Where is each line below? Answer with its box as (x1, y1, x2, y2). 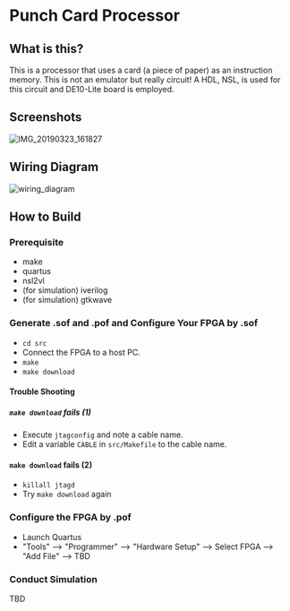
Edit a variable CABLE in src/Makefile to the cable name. (21, 439, 227, 450)
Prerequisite (9, 236, 64, 248)
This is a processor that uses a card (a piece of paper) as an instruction (9, 65, 273, 75)
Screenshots (9, 109, 82, 125)
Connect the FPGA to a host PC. (21, 347, 141, 357)
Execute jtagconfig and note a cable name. (21, 429, 183, 440)
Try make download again (21, 489, 112, 500)
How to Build (9, 210, 82, 225)
